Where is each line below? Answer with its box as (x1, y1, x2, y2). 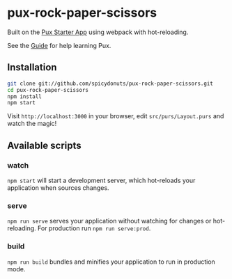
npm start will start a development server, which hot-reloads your (7, 176, 196, 184)
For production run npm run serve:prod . (37, 224, 151, 232)
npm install (7, 93, 42, 100)
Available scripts (7, 139, 82, 151)
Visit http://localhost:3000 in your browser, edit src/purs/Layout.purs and (7, 112, 224, 120)
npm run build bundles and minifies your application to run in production (7, 257, 216, 266)
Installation (7, 61, 57, 74)
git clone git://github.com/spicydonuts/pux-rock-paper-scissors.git (7, 80, 214, 87)
